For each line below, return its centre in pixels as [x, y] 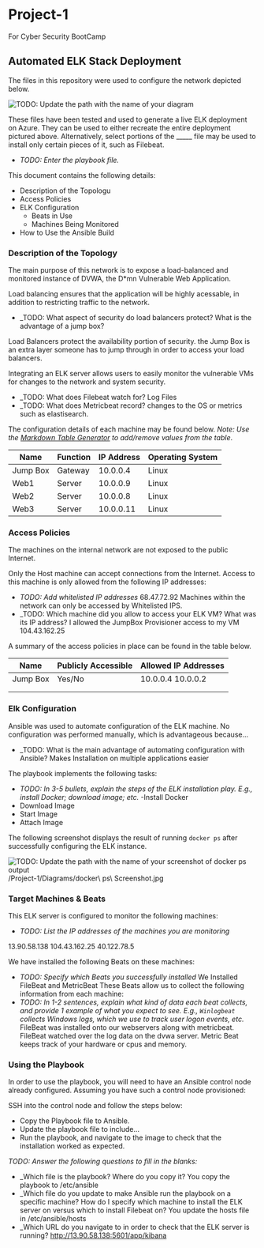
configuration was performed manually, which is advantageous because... [128, 734]
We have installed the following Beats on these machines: [102, 961]
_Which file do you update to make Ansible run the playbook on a [125, 1193]
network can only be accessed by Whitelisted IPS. [101, 605]
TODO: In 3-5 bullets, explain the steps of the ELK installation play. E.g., [136, 789]
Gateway [74, 470]
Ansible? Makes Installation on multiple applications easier [114, 758]
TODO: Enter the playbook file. [69, 160]
